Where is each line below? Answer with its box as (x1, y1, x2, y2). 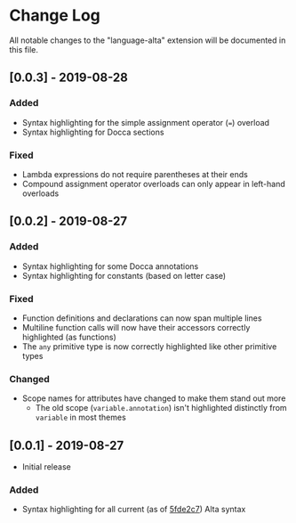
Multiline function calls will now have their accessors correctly (21, 322, 251, 332)
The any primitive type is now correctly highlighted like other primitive (21, 340, 277, 352)
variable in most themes (35, 412, 126, 423)
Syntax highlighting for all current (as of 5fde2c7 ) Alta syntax (21, 504, 246, 515)
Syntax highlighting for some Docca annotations (21, 260, 199, 272)
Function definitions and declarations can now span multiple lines (21, 313, 262, 323)
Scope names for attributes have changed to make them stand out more (21, 393, 286, 404)
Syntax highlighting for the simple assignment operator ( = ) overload (21, 117, 269, 127)
